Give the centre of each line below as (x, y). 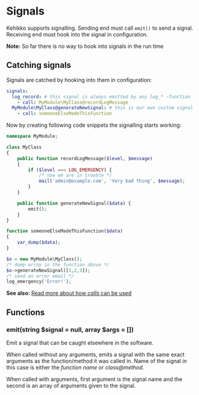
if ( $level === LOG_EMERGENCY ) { (70, 170)
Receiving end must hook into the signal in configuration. (77, 34)
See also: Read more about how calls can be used (69, 293)
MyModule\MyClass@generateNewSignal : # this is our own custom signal (103, 108)
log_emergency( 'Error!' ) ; (39, 282)
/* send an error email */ (40, 276)
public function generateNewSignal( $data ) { (74, 203)
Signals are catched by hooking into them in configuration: (79, 79)
